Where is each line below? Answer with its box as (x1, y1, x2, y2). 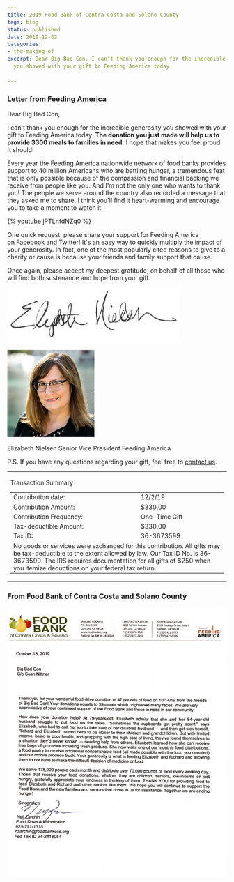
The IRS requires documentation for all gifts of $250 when (44, 556, 211, 565)
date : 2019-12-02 (7, 33, 58, 40)
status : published (7, 26, 61, 33)
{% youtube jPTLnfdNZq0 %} (7, 217, 92, 225)
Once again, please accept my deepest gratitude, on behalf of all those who (7, 266, 225, 275)
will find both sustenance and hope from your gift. (7, 273, 151, 282)
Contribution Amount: (13, 503, 75, 511)
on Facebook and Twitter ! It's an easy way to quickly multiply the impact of (7, 238, 223, 246)
